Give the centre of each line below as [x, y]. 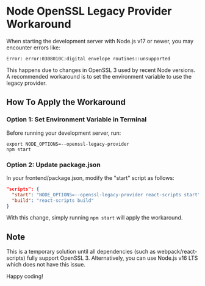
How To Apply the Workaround [66, 102]
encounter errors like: [34, 48]
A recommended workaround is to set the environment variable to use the [99, 76]
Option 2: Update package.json [53, 165]
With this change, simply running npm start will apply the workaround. [95, 218]
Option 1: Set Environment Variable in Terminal [77, 120]
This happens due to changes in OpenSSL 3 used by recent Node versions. [101, 70]
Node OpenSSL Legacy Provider [89, 11]
